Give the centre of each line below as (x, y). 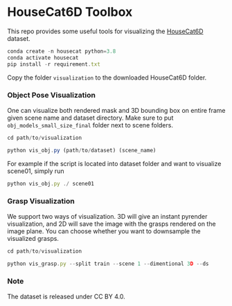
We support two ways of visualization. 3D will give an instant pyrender (107, 216)
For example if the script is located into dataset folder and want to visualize (114, 163)
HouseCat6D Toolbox (70, 12)
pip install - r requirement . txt (54, 64)
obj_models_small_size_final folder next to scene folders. (90, 125)
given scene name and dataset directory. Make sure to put (90, 118)
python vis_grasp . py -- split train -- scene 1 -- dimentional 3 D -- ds (108, 264)
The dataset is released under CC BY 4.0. (66, 296)
